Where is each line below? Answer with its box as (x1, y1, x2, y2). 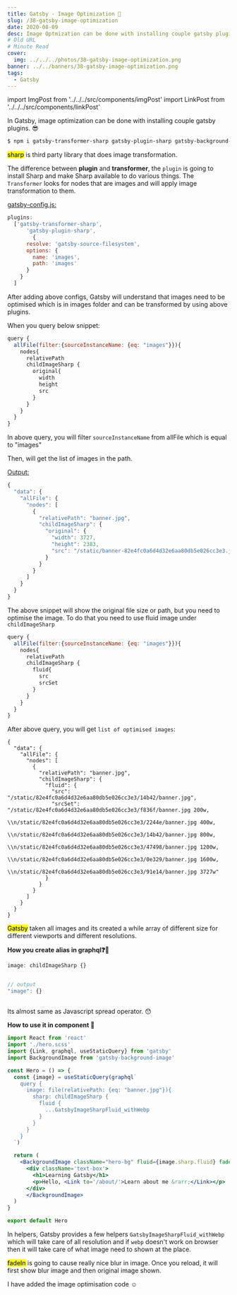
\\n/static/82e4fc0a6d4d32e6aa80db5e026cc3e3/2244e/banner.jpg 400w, (7, 819, 217, 827)
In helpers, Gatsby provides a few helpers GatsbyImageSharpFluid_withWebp (7, 1230, 225, 1238)
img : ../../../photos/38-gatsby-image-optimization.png (13, 57, 181, 64)
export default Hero (7, 1217, 68, 1224)
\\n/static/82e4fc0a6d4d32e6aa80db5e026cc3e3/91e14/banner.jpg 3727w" (7, 868, 219, 876)
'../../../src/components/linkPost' (7, 103, 101, 112)
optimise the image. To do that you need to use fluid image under (7, 613, 197, 622)
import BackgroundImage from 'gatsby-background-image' (7, 1054, 175, 1061)
